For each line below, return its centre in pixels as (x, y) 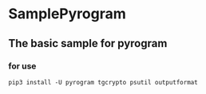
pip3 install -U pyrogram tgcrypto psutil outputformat (103, 82)
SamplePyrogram (67, 14)
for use (22, 66)
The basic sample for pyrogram (88, 43)
